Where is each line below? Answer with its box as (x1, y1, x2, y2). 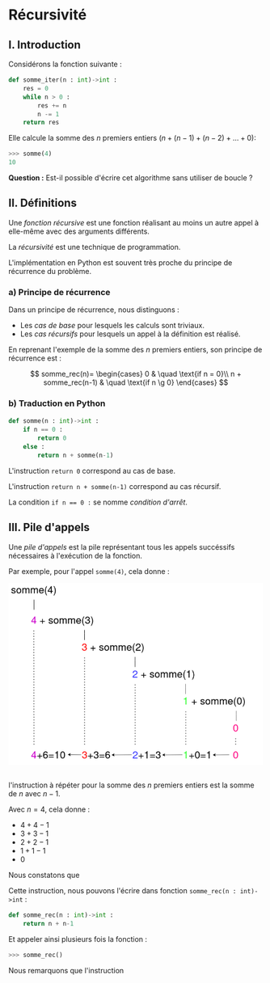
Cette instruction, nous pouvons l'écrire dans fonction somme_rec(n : (8, 886, 237, 896)
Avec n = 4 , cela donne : (8, 804, 91, 814)
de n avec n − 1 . (8, 789, 61, 799)
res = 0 (23, 84, 49, 92)
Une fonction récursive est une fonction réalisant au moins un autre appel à (8, 217, 259, 227)
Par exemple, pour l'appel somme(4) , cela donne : (8, 566, 170, 576)
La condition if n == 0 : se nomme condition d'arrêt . (8, 497, 188, 507)
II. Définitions (8, 196, 77, 210)
